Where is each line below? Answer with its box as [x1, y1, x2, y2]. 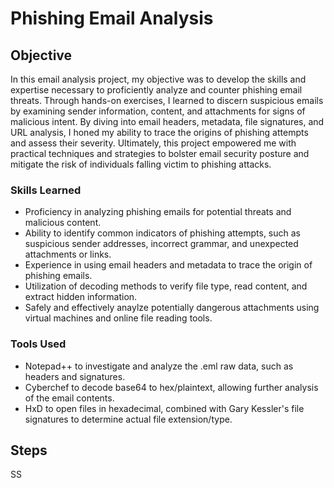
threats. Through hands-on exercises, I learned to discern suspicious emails [10, 95, 324, 106]
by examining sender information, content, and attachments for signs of [10, 105, 306, 117]
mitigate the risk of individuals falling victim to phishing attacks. [10, 158, 272, 170]
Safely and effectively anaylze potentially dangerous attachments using [24, 302, 320, 314]
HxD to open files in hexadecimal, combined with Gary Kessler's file [24, 402, 305, 414]
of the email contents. [24, 392, 115, 404]
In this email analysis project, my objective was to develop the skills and [10, 73, 307, 85]
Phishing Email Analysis [10, 7, 214, 30]
